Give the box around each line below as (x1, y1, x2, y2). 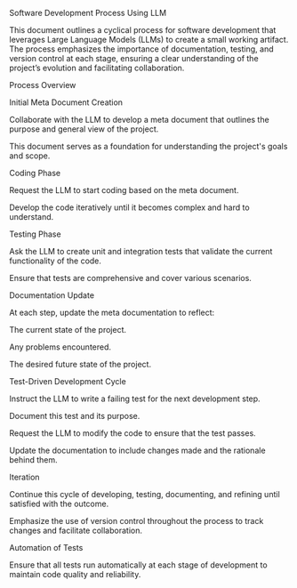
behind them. (9, 455, 58, 465)
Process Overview (9, 80, 76, 90)
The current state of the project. (9, 325, 127, 334)
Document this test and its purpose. (9, 411, 140, 421)
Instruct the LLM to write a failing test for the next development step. (9, 393, 261, 404)
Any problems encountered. (9, 342, 112, 352)
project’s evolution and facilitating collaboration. (9, 62, 185, 73)
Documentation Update (9, 290, 95, 301)
